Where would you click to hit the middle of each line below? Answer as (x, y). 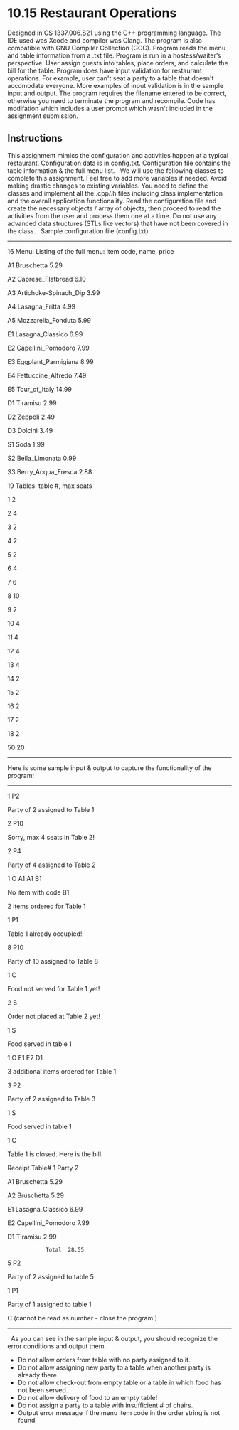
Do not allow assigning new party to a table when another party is (114, 1367)
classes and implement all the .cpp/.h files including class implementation (115, 193)
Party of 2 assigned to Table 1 (51, 809)
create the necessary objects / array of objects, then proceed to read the (114, 208)
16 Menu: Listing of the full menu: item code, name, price (91, 251)
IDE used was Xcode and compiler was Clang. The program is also (105, 40)
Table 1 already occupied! (45, 934)
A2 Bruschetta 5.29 (36, 1195)
